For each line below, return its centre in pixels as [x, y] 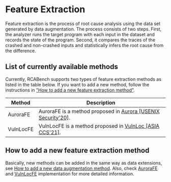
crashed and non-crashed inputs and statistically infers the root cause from [84, 45]
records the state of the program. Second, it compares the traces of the [80, 40]
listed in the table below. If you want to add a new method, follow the [77, 84]
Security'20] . [54, 118]
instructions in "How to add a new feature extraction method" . [70, 90]
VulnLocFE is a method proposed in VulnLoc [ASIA [99, 126]
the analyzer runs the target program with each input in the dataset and [80, 34]
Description [101, 102]
